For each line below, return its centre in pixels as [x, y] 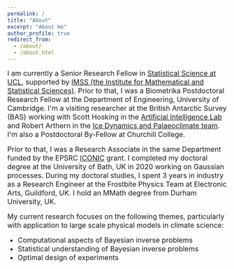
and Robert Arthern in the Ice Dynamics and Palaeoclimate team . [114, 125]
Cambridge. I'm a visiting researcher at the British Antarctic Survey [117, 108]
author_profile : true [39, 33]
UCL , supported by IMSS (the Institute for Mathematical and [105, 82]
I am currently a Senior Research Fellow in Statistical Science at [112, 73]
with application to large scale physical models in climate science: [116, 225]
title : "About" [29, 20]
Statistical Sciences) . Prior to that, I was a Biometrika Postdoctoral [116, 90]
